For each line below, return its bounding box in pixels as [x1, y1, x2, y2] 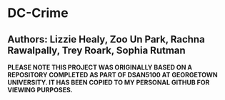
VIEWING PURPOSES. [7, 86, 73, 94]
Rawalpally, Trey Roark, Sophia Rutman [7, 44, 186, 56]
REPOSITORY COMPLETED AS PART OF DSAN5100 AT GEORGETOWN [7, 71, 218, 79]
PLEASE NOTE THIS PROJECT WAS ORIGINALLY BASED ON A [7, 63, 193, 72]
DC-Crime [7, 5, 69, 21]
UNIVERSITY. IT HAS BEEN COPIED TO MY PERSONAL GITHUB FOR [7, 78, 210, 87]
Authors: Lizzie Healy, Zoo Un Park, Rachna [7, 33, 205, 45]
